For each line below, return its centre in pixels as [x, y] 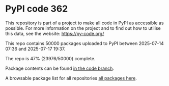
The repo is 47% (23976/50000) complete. [50, 58]
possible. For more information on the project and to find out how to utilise [83, 28]
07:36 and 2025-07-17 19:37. [35, 49]
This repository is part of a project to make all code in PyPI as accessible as [84, 23]
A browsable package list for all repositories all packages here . [71, 78]
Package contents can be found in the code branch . [60, 68]
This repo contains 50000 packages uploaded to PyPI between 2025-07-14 [84, 43]
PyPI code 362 [37, 9]
